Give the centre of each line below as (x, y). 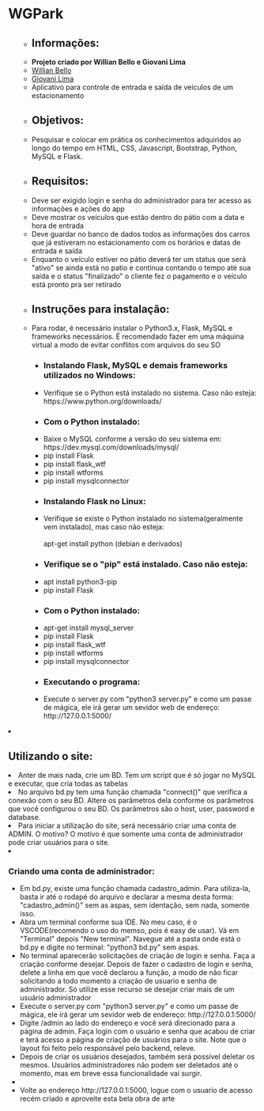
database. (25, 817)
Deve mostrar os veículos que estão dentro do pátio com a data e (138, 217)
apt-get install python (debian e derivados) (113, 544)
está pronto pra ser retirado (76, 284)
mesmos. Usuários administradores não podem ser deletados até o (129, 1065)
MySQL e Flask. (57, 156)
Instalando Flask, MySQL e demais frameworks (135, 366)
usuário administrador (55, 998)
